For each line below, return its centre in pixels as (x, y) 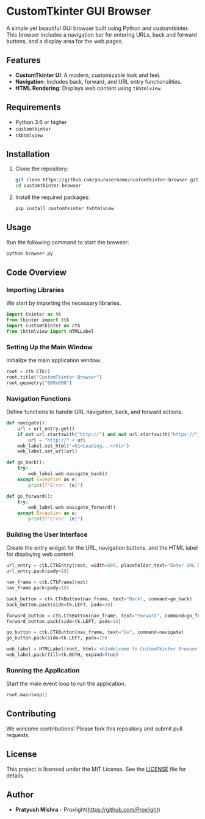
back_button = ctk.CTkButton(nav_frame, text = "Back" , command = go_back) (99, 599)
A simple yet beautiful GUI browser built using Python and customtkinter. (98, 28)
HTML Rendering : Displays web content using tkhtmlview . (88, 88)
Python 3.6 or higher (41, 122)
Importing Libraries (35, 290)
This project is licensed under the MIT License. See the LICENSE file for (96, 769)
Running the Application (43, 670)
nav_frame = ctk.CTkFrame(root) (47, 582)
